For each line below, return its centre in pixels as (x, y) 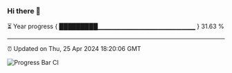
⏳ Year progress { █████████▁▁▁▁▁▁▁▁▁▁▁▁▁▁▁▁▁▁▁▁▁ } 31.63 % (116, 26)
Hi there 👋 (24, 11)
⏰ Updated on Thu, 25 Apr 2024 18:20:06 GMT (74, 49)
